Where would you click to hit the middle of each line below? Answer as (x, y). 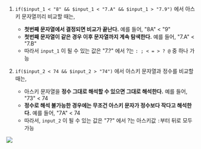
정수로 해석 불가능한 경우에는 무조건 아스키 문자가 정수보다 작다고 (100, 105)
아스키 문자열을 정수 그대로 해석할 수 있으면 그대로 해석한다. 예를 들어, (106, 91)
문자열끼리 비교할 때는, (48, 16)
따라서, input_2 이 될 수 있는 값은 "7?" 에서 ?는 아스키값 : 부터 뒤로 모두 (108, 120)
